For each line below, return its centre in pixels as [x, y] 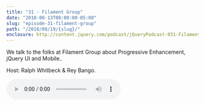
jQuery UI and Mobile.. [34, 59]
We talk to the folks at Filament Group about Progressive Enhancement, [96, 52]
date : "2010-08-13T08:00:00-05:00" [52, 18]
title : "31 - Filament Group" [45, 12]
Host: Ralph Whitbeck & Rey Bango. [51, 70]
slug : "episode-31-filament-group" [52, 23]
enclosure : [20, 35]
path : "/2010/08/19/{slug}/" [43, 29]
